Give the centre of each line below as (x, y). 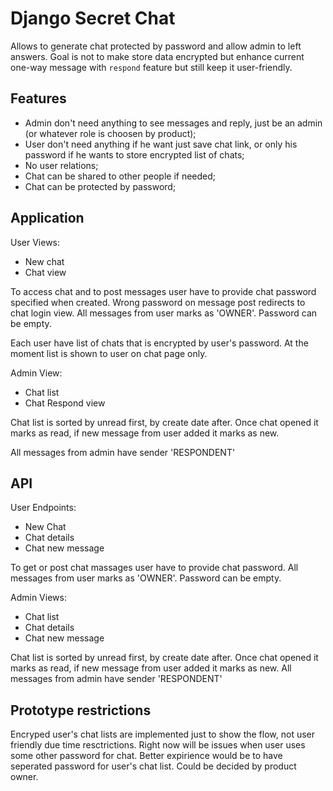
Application (47, 218)
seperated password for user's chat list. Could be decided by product (153, 766)
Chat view (45, 272)
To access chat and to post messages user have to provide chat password (163, 291)
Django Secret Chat (93, 18)
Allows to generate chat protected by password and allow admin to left (156, 46)
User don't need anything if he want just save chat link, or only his (161, 144)
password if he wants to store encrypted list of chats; (134, 154)
